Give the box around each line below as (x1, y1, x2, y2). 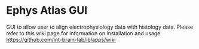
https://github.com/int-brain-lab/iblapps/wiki (6, 36, 116, 43)
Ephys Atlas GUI (6, 4, 88, 17)
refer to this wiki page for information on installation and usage (6, 29, 161, 36)
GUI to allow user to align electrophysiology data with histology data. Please (6, 23, 193, 30)
